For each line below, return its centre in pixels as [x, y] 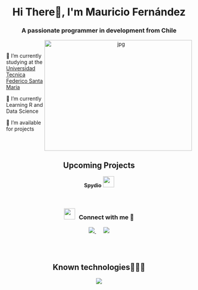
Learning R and [24, 105]
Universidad [21, 69]
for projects [20, 129]
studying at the [24, 62]
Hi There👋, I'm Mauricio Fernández [99, 12]
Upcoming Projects [99, 165]
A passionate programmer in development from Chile [99, 31]
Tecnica [16, 75]
